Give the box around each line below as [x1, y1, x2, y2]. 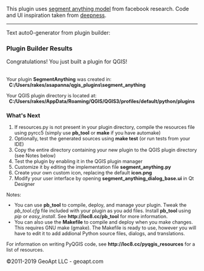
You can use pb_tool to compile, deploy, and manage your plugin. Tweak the [14, 202, 187, 208]
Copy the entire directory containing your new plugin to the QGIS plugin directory [14, 147, 197, 154]
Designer [14, 181, 35, 188]
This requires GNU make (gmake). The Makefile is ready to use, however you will [14, 225, 196, 232]
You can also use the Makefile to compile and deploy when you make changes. [14, 219, 193, 225]
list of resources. [6, 247, 44, 253]
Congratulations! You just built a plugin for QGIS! [6, 58, 127, 66]
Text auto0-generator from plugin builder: [6, 29, 110, 36]
